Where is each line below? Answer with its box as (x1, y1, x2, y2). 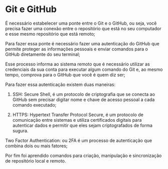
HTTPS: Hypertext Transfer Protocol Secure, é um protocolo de (12, 112, 144, 118)
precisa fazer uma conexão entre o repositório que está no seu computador (5, 25, 161, 31)
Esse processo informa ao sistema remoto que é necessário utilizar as (5, 61, 150, 67)
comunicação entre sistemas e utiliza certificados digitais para (12, 117, 142, 123)
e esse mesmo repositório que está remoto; (5, 31, 95, 37)
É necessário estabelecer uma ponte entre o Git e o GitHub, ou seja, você (5, 20, 157, 26)
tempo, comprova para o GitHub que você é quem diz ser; (5, 71, 125, 77)
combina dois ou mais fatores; (5, 142, 68, 149)
